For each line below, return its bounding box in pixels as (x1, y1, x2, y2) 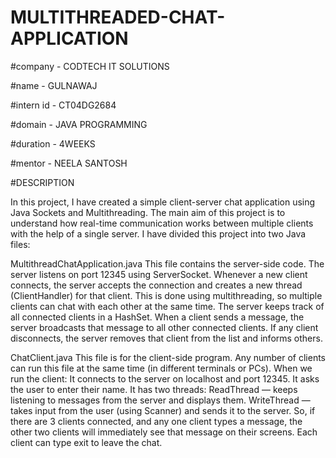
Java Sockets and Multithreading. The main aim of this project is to (10, 206, 286, 218)
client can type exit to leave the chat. (10, 436, 163, 448)
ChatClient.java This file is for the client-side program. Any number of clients (10, 351, 327, 363)
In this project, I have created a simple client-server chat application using (10, 196, 316, 208)
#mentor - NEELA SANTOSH (10, 157, 128, 169)
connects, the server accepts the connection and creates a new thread (10, 279, 303, 291)
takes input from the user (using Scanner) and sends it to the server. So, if (10, 404, 316, 416)
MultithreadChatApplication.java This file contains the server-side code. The (10, 257, 325, 270)
